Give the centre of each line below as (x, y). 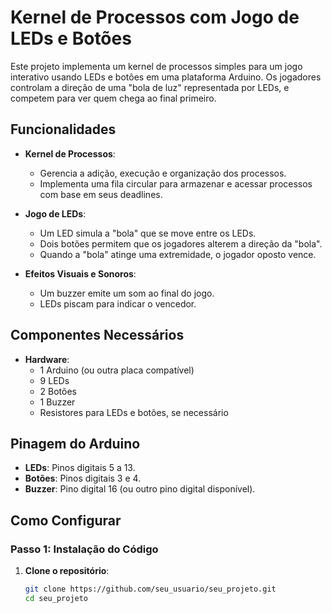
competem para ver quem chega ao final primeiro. (113, 98)
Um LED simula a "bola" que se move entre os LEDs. (148, 233)
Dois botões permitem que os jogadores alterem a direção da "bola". (181, 243)
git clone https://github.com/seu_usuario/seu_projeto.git (150, 589)
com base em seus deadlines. (101, 194)
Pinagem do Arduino (75, 443)
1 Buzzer (57, 402)
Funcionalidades (63, 129)
